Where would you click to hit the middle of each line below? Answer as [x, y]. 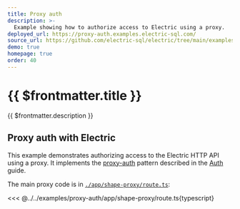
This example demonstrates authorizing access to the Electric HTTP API [113, 155]
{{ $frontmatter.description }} [51, 116]
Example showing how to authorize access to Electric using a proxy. [119, 27]
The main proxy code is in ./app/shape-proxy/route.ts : [89, 184]
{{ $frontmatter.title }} [75, 95]
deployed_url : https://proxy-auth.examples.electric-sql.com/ [102, 34]
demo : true [24, 47]
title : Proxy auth [35, 14]
